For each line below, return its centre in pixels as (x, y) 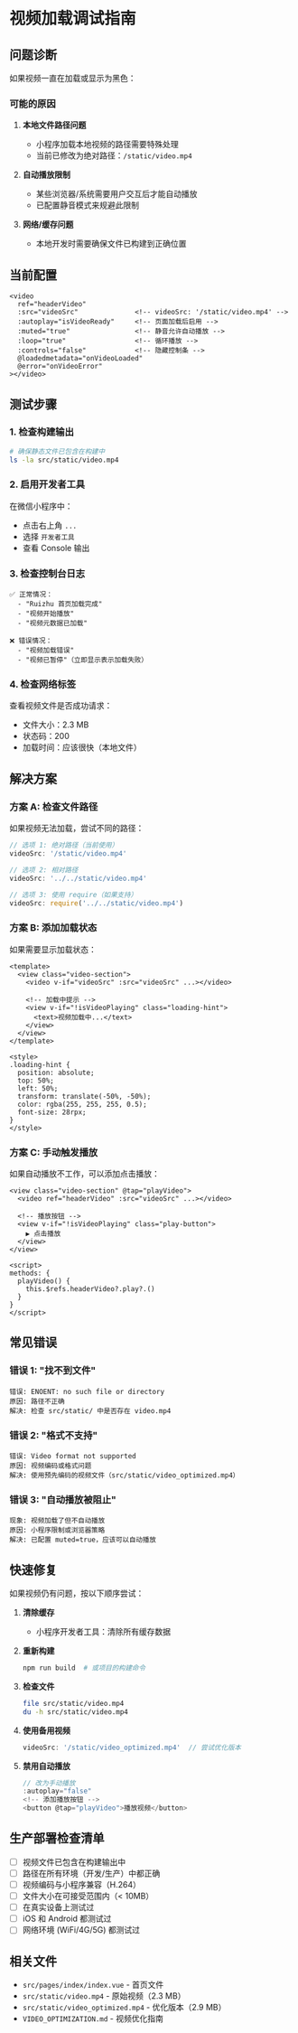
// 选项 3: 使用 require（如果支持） (74, 895)
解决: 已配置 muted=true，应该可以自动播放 (83, 1540)
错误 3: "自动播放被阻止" (63, 1499)
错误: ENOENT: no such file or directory (87, 1391)
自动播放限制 (46, 175)
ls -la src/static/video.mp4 (64, 460)
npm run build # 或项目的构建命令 (84, 1668)
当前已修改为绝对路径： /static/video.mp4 (114, 155)
